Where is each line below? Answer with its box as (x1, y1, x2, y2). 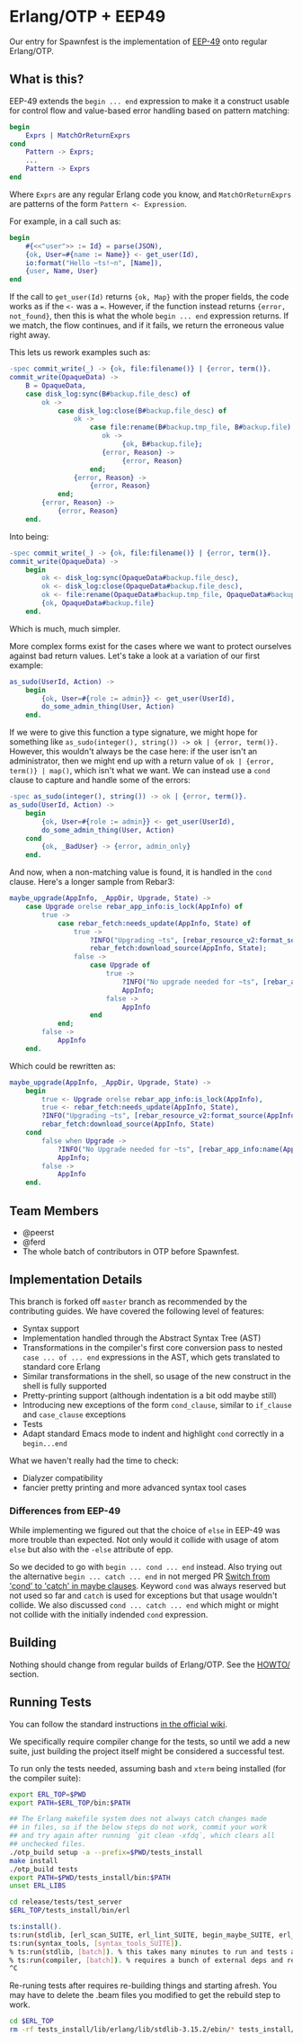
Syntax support (22, 1323, 80, 1334)
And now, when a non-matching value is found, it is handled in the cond (9, 867, 272, 878)
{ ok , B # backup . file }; (121, 440, 203, 449)
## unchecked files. (9, 1840, 87, 1849)
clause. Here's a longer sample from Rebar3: (9, 877, 175, 888)
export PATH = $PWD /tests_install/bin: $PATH (9, 1873, 171, 1882)
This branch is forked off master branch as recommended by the (9, 1296, 247, 1307)
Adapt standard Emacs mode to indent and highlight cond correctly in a (22, 1428, 285, 1439)
